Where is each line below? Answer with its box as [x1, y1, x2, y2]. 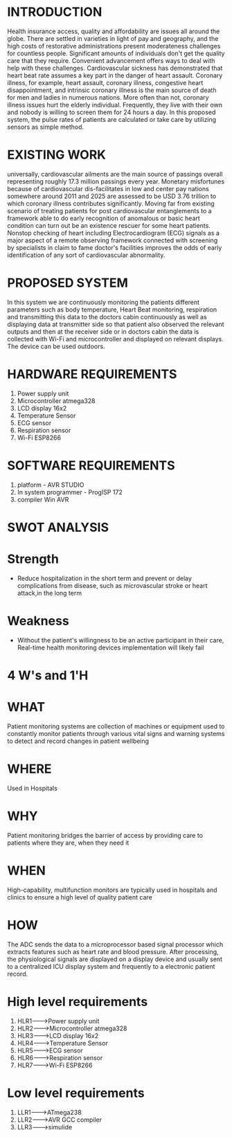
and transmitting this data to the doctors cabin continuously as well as [7, 312, 207, 321]
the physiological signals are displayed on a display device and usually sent [7, 955, 223, 963]
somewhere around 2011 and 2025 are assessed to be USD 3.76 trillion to [7, 192, 217, 200]
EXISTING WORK [7, 147, 106, 163]
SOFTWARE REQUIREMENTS [7, 458, 175, 473]
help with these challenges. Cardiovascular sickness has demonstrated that [7, 64, 223, 72]
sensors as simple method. [7, 123, 84, 131]
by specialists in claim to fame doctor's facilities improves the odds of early [7, 243, 222, 251]
